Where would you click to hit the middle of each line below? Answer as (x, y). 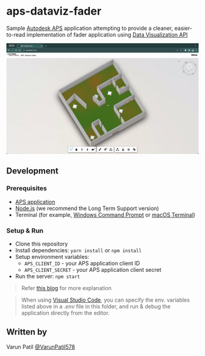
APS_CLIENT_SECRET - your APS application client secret (93, 269)
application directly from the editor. (65, 313)
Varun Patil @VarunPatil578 (41, 347)
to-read (16, 34)
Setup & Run (25, 230)
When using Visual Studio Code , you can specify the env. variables (106, 300)
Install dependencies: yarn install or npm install (78, 250)
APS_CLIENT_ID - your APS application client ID (82, 263)
